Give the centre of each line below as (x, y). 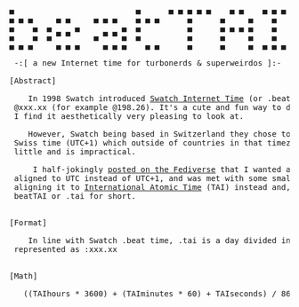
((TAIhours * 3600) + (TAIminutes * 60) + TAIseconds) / (150, 294)
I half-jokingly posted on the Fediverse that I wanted (157, 169)
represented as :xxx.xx (65, 249)
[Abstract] (33, 81)
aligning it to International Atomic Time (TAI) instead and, (152, 187)
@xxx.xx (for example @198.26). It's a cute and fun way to (148, 107)
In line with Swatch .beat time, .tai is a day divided (153, 240)
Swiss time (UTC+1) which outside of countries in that (138, 143)
